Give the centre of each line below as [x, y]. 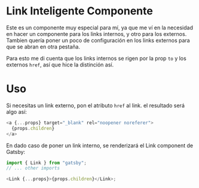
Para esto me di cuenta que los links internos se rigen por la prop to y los [96, 58]
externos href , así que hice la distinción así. [60, 65]
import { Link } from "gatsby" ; [46, 163]
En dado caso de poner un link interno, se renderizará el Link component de [99, 145]
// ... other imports [33, 168]
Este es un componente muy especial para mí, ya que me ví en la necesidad [99, 28]
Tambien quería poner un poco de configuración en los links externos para [98, 40]
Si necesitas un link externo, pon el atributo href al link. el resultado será [96, 105]
